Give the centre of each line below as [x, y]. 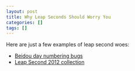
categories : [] [25, 22]
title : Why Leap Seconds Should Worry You [58, 17]
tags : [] [17, 28]
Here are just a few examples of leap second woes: [68, 45]
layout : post [22, 11]
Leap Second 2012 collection [49, 62]
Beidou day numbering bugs [49, 56]
